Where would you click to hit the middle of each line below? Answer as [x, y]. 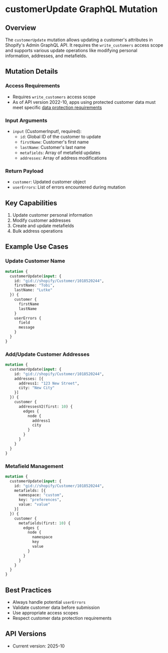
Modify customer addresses [42, 220]
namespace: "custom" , [41, 495]
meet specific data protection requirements [57, 107]
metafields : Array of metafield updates [60, 152]
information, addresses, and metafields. [46, 56]
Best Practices [28, 590]
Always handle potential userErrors [49, 602]
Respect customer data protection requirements [62, 618]
